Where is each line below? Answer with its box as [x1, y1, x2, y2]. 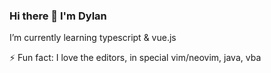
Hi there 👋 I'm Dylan [9, 9, 107, 23]
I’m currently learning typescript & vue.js [9, 32, 177, 44]
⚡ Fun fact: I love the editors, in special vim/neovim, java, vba [9, 52, 262, 64]
